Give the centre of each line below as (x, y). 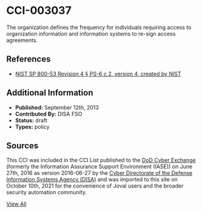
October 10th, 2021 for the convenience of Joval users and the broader (95, 186)
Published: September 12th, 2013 (57, 107)
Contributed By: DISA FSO (49, 114)
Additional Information (50, 93)
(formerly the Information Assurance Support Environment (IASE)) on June (99, 166)
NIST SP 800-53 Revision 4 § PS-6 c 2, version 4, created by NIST (98, 74)
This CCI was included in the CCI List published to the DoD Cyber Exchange (101, 160)
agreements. (22, 40)
